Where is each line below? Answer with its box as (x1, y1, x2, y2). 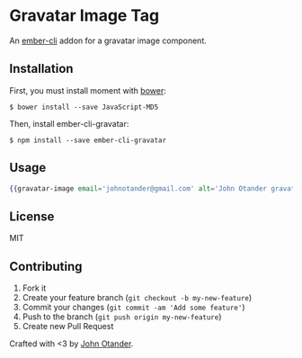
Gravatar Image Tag (9, 5, 160, 26)
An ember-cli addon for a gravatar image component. (9, 35, 207, 46)
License (9, 209, 55, 224)
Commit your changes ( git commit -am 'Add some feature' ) (22, 302, 245, 313)
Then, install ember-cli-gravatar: (9, 118, 129, 129)
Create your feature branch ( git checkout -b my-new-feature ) (22, 292, 253, 303)
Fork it (22, 282, 47, 293)
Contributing (9, 258, 83, 274)
